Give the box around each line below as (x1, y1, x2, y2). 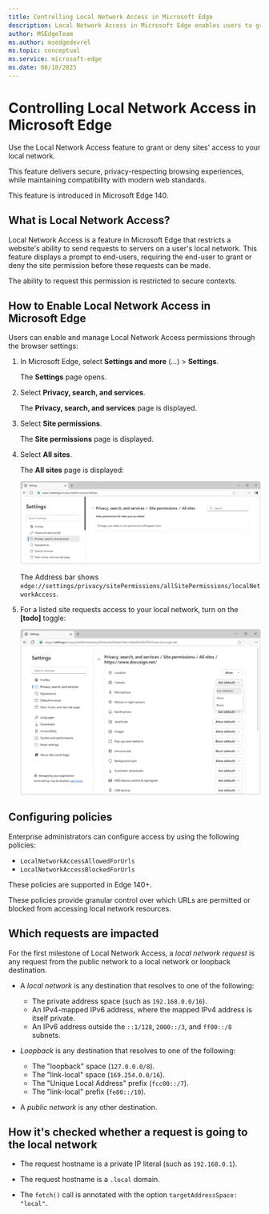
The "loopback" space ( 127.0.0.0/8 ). (31, 1061, 155, 1071)
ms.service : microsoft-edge (8, 55, 102, 63)
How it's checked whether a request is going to (8, 1125, 248, 1140)
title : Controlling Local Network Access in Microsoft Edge (8, 13, 214, 21)
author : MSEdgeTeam (8, 30, 74, 38)
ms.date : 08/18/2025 (8, 64, 78, 72)
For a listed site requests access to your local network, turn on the (19, 604, 239, 614)
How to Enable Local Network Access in (8, 299, 211, 313)
